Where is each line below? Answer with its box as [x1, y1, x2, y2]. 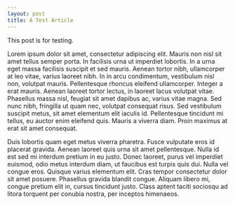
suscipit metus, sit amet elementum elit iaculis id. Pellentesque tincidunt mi [7, 109, 224, 118]
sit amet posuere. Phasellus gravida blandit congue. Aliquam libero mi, [7, 174, 210, 183]
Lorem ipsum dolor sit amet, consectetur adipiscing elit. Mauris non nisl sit [7, 50, 222, 58]
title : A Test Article [7, 17, 74, 24]
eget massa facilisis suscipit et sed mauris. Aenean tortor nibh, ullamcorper [7, 64, 225, 73]
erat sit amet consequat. [7, 124, 78, 132]
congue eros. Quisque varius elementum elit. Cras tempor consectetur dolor [7, 167, 227, 176]
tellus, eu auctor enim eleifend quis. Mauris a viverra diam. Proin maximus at [7, 116, 228, 125]
